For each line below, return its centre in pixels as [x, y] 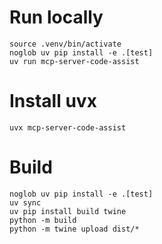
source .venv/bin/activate [65, 44]
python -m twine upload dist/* [74, 229]
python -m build [43, 220]
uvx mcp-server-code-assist [68, 127]
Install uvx [53, 101]
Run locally [56, 17]
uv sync [25, 202]
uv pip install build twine [68, 211]
